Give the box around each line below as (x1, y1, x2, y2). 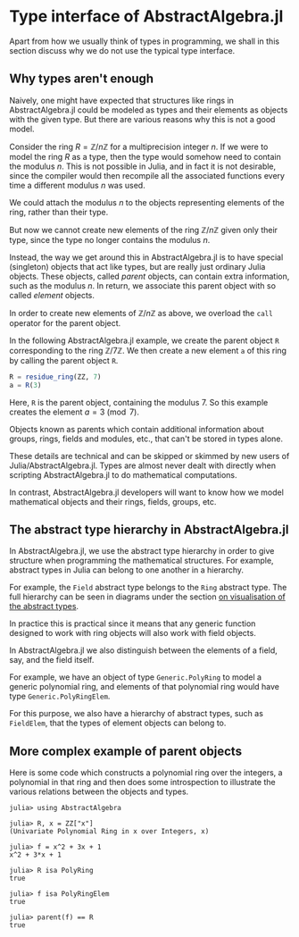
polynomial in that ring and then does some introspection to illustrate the (9, 777, 276, 788)
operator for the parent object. (9, 317, 121, 328)
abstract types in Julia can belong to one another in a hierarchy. (9, 565, 244, 575)
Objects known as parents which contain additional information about (9, 423, 265, 434)
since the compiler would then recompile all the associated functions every (9, 170, 286, 180)
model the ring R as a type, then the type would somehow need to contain (9, 151, 281, 162)
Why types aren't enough (9, 71, 154, 87)
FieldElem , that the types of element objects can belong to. (9, 717, 227, 729)
